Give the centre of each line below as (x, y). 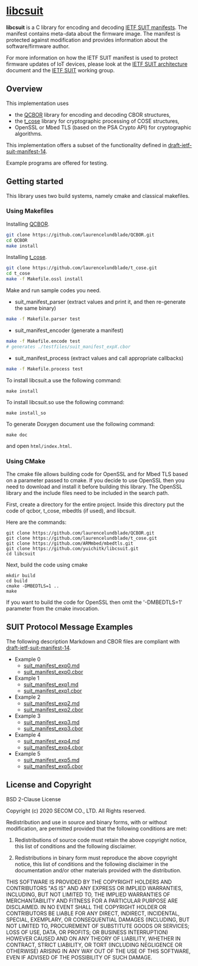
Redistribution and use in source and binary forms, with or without (87, 822)
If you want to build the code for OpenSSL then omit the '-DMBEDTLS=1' (94, 602)
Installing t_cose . (27, 257)
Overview (25, 89)
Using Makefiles (30, 211)
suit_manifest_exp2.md (51, 703)
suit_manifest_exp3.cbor (53, 728)
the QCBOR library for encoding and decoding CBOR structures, (92, 114)
